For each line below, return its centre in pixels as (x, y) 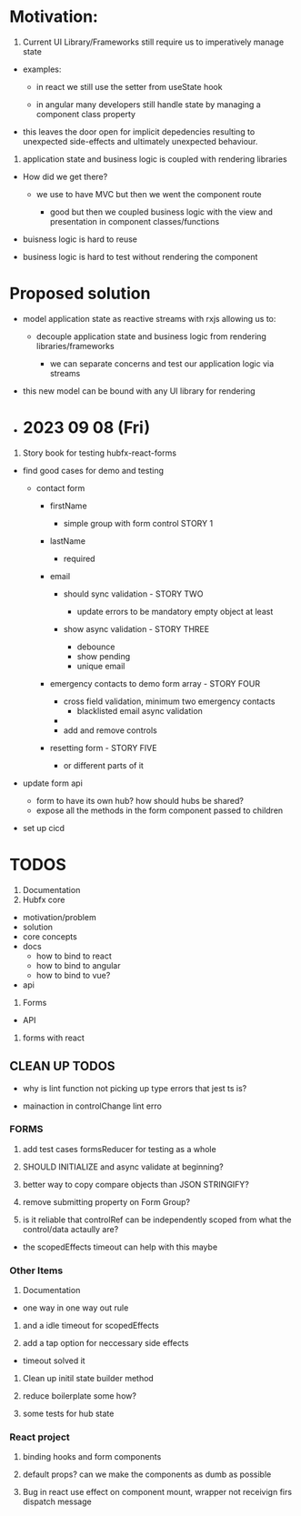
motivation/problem (60, 917)
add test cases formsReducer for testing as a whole (119, 1149)
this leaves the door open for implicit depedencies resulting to (139, 131)
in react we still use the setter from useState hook (129, 86)
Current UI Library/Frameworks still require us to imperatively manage (153, 42)
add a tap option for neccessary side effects (105, 1343)
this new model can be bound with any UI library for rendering (139, 391)
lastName (68, 541)
